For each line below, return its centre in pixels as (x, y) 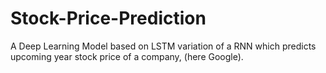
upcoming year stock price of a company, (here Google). (127, 56)
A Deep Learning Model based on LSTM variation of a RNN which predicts (163, 46)
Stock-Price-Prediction (108, 18)
